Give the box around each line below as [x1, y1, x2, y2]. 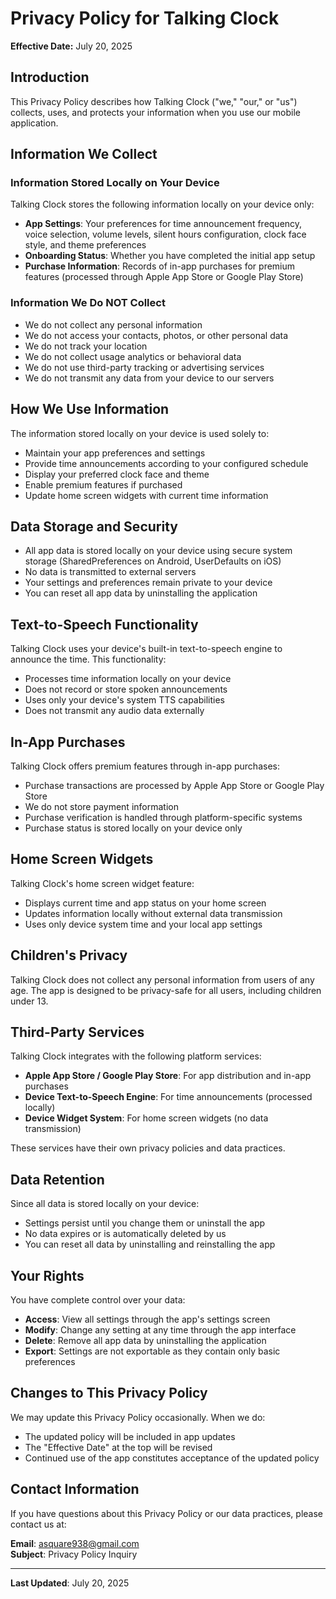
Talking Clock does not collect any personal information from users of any [10, 973, 315, 986]
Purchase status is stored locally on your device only [24, 822, 243, 834]
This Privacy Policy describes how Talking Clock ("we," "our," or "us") [10, 95, 298, 107]
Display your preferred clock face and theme [24, 468, 210, 480]
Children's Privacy [10, 947, 128, 964]
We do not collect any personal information [24, 318, 203, 331]
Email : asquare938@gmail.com [10, 1537, 140, 1549]
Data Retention [10, 1171, 105, 1188]
